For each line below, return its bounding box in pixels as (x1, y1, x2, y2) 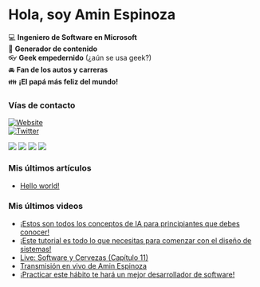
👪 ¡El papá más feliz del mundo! (8, 77, 119, 86)
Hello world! (19, 181, 60, 191)
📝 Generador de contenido (8, 44, 98, 53)
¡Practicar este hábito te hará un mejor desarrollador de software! (19, 269, 235, 279)
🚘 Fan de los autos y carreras (8, 65, 108, 74)
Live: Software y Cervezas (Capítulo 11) (19, 253, 149, 262)
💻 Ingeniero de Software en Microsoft (8, 32, 137, 41)
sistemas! (19, 244, 52, 254)
